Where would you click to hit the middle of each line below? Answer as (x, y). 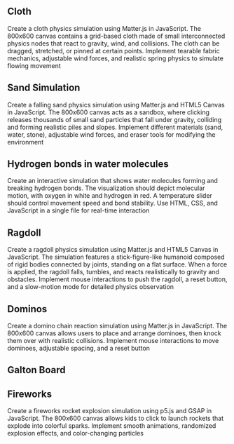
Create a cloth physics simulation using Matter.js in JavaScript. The (104, 28)
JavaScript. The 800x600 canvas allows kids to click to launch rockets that (116, 418)
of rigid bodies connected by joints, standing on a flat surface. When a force (117, 264)
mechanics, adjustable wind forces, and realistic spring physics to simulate (116, 58)
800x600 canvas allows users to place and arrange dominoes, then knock (115, 333)
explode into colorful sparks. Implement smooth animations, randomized (112, 426)
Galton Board (36, 370)
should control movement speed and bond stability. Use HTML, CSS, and (113, 203)
